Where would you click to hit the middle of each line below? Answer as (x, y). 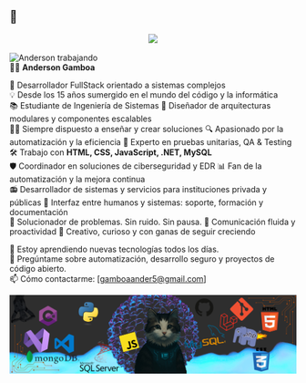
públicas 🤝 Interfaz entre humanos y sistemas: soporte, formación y (137, 202)
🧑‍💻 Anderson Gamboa (52, 67)
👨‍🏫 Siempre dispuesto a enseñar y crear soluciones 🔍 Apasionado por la (147, 129)
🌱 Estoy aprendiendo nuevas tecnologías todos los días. (114, 249)
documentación (39, 212)
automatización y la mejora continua (77, 179)
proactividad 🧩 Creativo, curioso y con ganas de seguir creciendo (133, 231)
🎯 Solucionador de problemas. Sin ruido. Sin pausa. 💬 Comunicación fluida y (153, 222)
